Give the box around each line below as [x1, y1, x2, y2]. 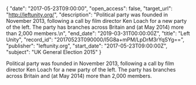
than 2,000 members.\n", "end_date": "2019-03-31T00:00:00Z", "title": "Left [6, 30, 190, 37]
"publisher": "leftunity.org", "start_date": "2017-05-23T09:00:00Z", [6, 42, 168, 49]
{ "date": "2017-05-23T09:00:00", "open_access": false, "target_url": [6, 5, 173, 12]
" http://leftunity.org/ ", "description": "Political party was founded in [6, 11, 168, 18]
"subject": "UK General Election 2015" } [6, 49, 102, 55]
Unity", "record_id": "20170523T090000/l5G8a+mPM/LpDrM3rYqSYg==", [6, 36, 185, 43]
